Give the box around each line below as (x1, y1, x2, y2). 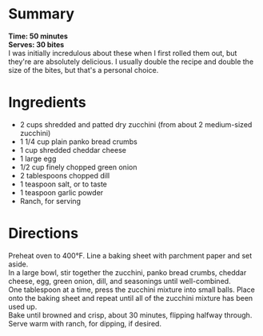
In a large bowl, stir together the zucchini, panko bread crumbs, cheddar (8, 267, 247, 277)
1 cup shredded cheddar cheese (19, 145, 126, 154)
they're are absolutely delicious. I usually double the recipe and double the (8, 57, 254, 66)
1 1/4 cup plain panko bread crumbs (19, 137, 137, 146)
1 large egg (19, 154, 57, 163)
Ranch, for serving (19, 196, 82, 206)
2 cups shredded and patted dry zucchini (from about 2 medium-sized (19, 119, 253, 129)
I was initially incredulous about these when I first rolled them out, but (8, 48, 237, 58)
